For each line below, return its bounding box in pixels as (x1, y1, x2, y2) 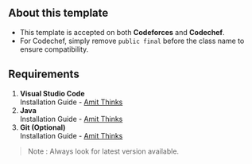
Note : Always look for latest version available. (27, 146, 180, 156)
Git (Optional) (19, 123, 66, 132)
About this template (8, 6, 109, 20)
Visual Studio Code (19, 88, 85, 98)
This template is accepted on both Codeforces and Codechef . (19, 27, 225, 37)
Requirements (8, 68, 79, 81)
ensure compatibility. (19, 44, 89, 54)
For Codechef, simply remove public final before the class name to (19, 36, 245, 45)
